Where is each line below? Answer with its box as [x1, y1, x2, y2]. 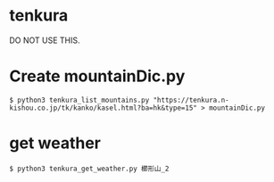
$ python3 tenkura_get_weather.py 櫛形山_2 [9, 164, 170, 173]
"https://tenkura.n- [153, 95, 229, 104]
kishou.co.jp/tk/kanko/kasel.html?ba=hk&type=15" [9, 103, 198, 112]
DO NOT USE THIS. [9, 35, 80, 45]
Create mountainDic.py [9, 66, 186, 87]
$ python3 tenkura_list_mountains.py [9, 95, 150, 104]
